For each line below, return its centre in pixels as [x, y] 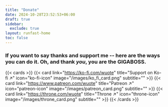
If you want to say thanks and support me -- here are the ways [82, 55]
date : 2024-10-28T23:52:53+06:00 [40, 15]
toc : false [17, 38]
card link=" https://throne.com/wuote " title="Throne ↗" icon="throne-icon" [82, 94]
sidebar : [14, 24]
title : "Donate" [22, 10]
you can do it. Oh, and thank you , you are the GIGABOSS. [76, 62]
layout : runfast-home [28, 33]
